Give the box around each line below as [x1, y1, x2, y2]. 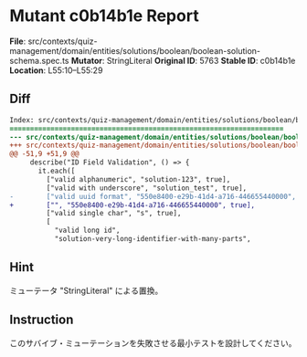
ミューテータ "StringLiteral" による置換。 [9, 285, 164, 296]
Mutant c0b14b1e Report [9, 5, 199, 26]
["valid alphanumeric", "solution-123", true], [46, 174, 231, 184]
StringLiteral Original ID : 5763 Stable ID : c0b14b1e [106, 55, 296, 66]
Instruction [9, 312, 74, 328]
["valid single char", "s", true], [46, 209, 182, 218]
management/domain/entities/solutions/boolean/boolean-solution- [9, 45, 261, 56]
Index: [9, 115, 35, 124]
